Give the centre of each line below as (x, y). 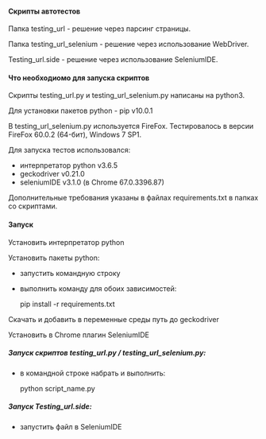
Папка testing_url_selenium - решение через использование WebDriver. (129, 45)
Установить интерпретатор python (66, 242)
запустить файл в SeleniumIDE (71, 426)
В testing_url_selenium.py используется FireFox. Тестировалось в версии (131, 126)
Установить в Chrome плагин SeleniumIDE (79, 335)
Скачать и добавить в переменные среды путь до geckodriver (114, 319)
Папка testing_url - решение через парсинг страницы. (100, 29)
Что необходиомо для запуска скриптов (79, 78)
